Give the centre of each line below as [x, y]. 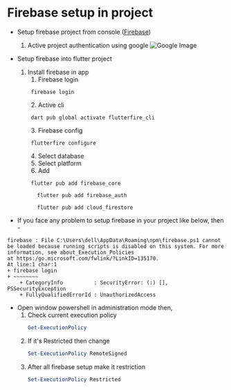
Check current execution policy [72, 315]
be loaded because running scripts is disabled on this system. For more [116, 246]
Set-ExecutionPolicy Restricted [74, 379]
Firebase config [60, 130]
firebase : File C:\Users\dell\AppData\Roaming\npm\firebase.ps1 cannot [114, 240]
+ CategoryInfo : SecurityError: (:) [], [94, 282]
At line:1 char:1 [32, 264]
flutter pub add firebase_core [76, 183]
